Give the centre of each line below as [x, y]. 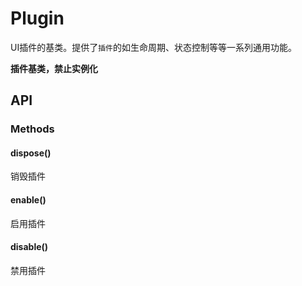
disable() [29, 247]
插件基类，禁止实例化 [54, 68]
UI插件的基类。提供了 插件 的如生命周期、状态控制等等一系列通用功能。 [153, 47]
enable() [28, 200]
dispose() [31, 153]
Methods [32, 129]
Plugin [37, 18]
